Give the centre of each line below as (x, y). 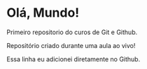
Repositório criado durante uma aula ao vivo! (71, 45)
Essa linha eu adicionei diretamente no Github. (73, 59)
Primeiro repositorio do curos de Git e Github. (72, 32)
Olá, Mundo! (43, 13)
